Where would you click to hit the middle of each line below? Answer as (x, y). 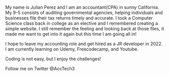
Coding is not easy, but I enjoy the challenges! (53, 59)
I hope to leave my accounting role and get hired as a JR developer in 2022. (84, 44)
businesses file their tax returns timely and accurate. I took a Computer (79, 18)
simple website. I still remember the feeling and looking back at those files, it (85, 29)
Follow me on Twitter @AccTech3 (40, 68)
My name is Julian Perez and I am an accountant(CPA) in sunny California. (82, 7)
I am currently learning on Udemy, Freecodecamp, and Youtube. (72, 49)
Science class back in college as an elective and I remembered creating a (81, 23)
